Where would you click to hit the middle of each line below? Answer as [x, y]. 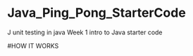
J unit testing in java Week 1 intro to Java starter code [85, 32]
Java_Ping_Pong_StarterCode [97, 13]
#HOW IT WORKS [33, 45]
